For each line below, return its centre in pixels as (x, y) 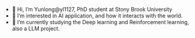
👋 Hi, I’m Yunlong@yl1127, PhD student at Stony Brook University (92, 9)
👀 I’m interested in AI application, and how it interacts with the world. (97, 16)
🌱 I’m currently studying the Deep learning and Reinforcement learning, (101, 22)
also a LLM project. (36, 28)
